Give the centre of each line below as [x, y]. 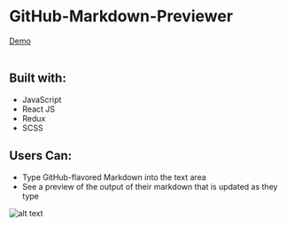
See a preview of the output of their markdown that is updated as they [150, 186]
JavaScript [42, 99]
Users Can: [41, 156]
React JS [39, 109]
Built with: [38, 78]
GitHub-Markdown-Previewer [121, 16]
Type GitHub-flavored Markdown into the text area [114, 177]
